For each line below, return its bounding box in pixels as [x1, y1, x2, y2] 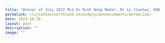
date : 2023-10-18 [5, 16, 41, 21]
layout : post [5, 21, 32, 26]
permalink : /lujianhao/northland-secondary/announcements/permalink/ [5, 12, 152, 17]
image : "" [5, 30, 26, 35]
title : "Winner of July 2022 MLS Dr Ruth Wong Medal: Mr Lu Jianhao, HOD [5, 7, 161, 12]
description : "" [5, 26, 39, 31]
